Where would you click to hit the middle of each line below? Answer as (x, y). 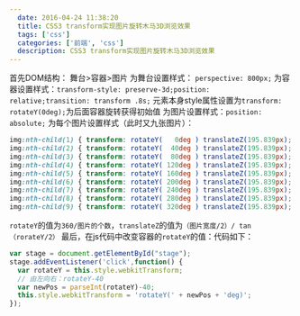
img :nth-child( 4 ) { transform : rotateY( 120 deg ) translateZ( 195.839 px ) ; (151, 165)
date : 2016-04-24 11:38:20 (68, 18)
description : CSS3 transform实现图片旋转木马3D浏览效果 (116, 51)
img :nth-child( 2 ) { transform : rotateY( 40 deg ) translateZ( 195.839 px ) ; (151, 149)
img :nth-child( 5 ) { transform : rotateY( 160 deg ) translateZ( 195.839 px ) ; (151, 173)
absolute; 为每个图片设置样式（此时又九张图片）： (102, 123)
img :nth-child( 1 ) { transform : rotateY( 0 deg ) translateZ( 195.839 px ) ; (151, 140)
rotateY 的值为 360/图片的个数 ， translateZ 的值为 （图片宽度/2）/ (123, 225)
